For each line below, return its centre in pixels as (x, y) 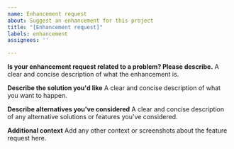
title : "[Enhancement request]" (55, 27)
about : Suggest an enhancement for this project (80, 21)
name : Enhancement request (47, 14)
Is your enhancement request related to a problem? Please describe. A (113, 67)
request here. (27, 138)
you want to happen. (37, 96)
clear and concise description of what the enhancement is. (93, 74)
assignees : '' (28, 40)
